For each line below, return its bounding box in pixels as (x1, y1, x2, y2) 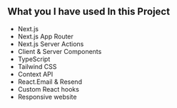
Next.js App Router (17, 32, 74, 40)
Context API (17, 70, 54, 78)
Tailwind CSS (17, 62, 57, 70)
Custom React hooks (17, 85, 80, 93)
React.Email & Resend (17, 77, 82, 86)
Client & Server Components (17, 47, 102, 55)
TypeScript (17, 55, 51, 63)
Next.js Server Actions (17, 39, 84, 48)
